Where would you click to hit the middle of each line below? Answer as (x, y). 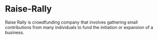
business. (14, 32)
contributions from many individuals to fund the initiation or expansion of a (79, 27)
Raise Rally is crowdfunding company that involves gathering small (71, 22)
